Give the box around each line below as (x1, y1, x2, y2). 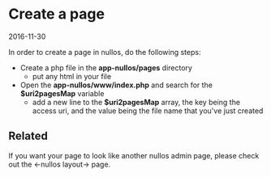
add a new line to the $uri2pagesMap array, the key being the (32, 97, 241, 107)
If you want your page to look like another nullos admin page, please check (8, 150, 260, 160)
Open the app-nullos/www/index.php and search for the (19, 80, 213, 90)
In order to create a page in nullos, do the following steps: (8, 47, 201, 57)
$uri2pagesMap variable (19, 88, 105, 98)
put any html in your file (32, 71, 112, 81)
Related (8, 129, 49, 143)
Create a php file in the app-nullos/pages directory (19, 62, 193, 73)
